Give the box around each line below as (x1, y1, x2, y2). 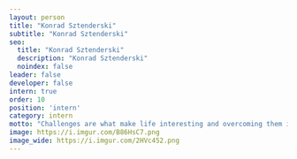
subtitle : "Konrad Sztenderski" (9, 29, 128, 38)
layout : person (9, 12, 65, 22)
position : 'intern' (9, 103, 81, 112)
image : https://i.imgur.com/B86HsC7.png (9, 128, 161, 137)
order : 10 (9, 95, 46, 104)
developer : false (9, 79, 73, 87)
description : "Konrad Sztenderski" (17, 54, 148, 63)
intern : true (9, 87, 57, 95)
